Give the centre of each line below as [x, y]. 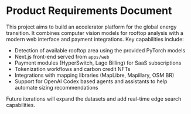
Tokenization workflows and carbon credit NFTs [72, 69]
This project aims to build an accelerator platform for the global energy [91, 27]
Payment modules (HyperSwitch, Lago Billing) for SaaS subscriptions [98, 63]
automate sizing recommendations [56, 87]
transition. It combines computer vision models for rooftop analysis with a [95, 33]
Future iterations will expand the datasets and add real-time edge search [94, 99]
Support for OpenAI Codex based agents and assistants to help [91, 81]
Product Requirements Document [89, 11]
